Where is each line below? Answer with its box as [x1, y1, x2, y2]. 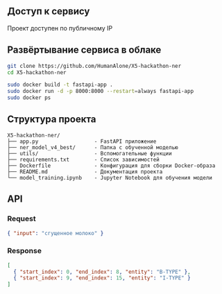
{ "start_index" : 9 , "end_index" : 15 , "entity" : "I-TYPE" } [13, 275, 191, 282]
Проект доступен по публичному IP [7, 24, 113, 32]
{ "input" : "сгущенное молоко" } [7, 230, 104, 236]
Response [7, 246, 42, 256]
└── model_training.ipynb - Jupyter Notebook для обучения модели [7, 174, 213, 181]
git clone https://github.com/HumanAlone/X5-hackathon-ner [7, 62, 182, 69]
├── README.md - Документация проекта [7, 168, 163, 175]
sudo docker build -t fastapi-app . [7, 81, 113, 89]
